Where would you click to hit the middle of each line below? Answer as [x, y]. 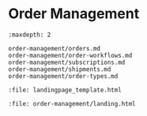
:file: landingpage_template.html [65, 90]
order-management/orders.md [55, 48]
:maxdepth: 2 [30, 35]
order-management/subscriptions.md [67, 62]
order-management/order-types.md [63, 76]
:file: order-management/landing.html [72, 103]
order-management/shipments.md [60, 69]
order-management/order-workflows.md [70, 55]
